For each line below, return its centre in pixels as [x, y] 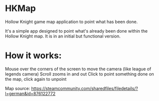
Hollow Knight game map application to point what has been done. [72, 22]
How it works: [33, 56]
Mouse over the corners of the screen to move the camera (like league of [78, 69]
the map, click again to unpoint [36, 79]
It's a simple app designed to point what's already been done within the [76, 31]
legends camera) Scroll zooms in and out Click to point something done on [79, 74]
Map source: [18, 88]
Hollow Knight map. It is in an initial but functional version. [63, 36]
